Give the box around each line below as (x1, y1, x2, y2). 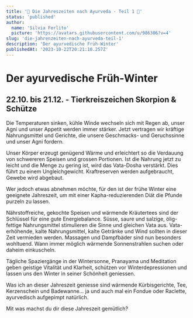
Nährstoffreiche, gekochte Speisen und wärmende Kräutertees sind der (6, 209, 179, 216)
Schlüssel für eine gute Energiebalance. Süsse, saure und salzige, (6, 215, 165, 222)
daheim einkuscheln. (6, 246, 56, 253)
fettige (6, 221, 22, 228)
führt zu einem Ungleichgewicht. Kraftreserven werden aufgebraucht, (6, 167, 174, 175)
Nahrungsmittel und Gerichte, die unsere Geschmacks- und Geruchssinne (6, 132, 185, 139)
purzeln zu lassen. (6, 198, 50, 205)
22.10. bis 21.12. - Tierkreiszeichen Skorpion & (6, 95, 177, 105)
